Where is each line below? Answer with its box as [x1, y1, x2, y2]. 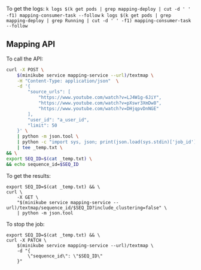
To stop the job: [6, 220, 45, 227]
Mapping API [6, 39, 56, 50]
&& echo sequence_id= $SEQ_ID [6, 161, 79, 167]
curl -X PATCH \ [6, 237, 47, 243]
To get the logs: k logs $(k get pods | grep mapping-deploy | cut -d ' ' [6, 5, 191, 12]
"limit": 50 [28, 122, 58, 128]
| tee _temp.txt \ [17, 145, 63, 151]
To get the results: [6, 172, 51, 179]
